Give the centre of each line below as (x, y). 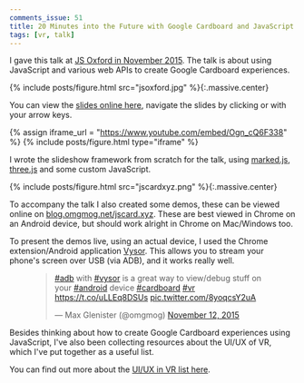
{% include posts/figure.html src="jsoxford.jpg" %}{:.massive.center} (139, 88)
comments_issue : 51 (46, 18)
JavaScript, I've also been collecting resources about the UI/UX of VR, (141, 342)
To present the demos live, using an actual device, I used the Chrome (139, 241)
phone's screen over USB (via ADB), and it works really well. (122, 260)
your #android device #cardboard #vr (125, 288)
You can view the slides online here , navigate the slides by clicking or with (148, 105)
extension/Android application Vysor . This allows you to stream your (137, 251)
